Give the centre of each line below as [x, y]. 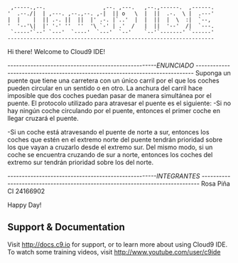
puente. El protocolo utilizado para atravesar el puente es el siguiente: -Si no [119, 103]
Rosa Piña [216, 183]
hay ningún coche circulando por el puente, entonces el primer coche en [114, 111]
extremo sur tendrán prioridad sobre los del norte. [81, 162]
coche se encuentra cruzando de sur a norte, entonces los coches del [110, 155]
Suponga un [213, 73]
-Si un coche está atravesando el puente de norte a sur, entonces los [108, 132]
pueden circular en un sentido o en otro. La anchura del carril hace [105, 88]
